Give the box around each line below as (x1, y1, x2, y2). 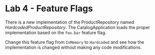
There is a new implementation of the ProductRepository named (5, 19, 134, 25)
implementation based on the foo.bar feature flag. (5, 29, 106, 35)
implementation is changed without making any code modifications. (5, 44, 142, 50)
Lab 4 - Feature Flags (5, 3, 93, 14)
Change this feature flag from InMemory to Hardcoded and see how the (5, 39, 145, 45)
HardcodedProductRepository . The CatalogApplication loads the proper (5, 24, 151, 30)
